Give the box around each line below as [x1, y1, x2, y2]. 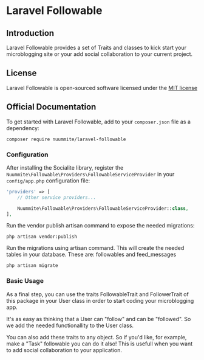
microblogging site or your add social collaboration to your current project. [6, 50, 193, 58]
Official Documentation [6, 102, 97, 112]
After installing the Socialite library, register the [6, 164, 124, 171]
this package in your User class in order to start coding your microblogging [6, 297, 194, 304]
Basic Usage [6, 277, 44, 285]
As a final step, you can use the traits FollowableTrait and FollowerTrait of [6, 290, 189, 298]
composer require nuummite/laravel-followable [6, 136, 126, 142]
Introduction [6, 28, 55, 38]
